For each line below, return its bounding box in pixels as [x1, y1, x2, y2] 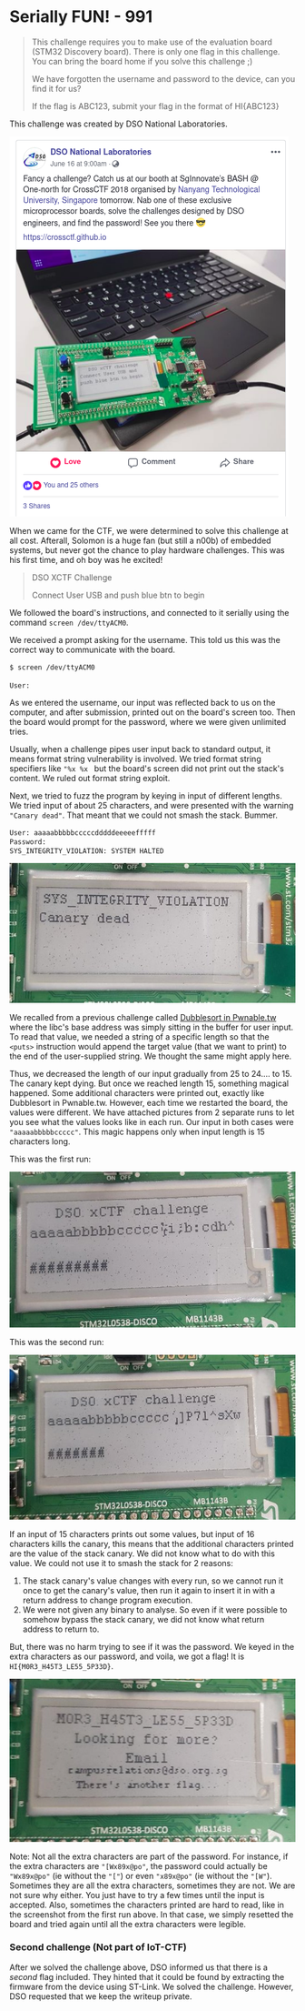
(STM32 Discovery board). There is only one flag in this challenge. [31, 45, 280, 56]
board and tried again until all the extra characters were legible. [9, 1918, 247, 1929]
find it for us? [31, 83, 82, 94]
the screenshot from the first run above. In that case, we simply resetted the [9, 1908, 294, 1920]
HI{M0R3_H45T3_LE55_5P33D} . [9, 1661, 114, 1672]
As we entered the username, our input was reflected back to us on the [9, 697, 276, 708]
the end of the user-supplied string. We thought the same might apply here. [9, 1051, 292, 1061]
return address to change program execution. [22, 1594, 193, 1606]
